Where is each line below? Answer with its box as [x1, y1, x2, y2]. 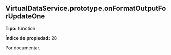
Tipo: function [5, 25, 36, 31]
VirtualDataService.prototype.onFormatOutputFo [5, 4, 166, 13]
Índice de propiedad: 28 [5, 35, 57, 41]
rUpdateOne [5, 12, 45, 21]
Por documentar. [5, 45, 41, 51]
